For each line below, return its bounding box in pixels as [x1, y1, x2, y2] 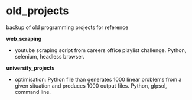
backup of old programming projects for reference [6, 24, 129, 31]
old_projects [6, 4, 69, 18]
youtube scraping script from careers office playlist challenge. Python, [14, 46, 187, 54]
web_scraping [6, 35, 42, 42]
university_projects [6, 64, 55, 72]
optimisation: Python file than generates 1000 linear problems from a [14, 76, 182, 83]
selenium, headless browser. [14, 53, 84, 60]
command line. [14, 88, 51, 95]
